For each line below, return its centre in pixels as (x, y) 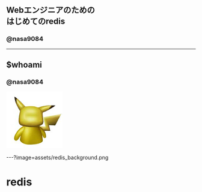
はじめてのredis (36, 21)
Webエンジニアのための (50, 10)
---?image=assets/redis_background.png (57, 158)
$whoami (24, 65)
